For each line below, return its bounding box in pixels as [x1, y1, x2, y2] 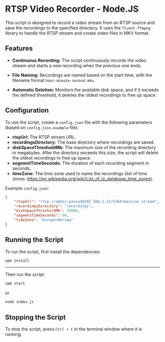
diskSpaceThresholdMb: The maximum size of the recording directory [12, 144, 156, 150]
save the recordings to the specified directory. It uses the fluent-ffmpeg [5, 25, 151, 30]
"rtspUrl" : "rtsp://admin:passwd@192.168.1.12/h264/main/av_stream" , [14, 199, 160, 204]
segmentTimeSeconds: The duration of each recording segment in [12, 160, 149, 166]
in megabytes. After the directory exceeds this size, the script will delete [12, 150, 159, 156]
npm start [5, 281, 26, 286]
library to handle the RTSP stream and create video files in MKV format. [5, 30, 150, 36]
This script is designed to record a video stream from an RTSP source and [5, 20, 155, 26]
